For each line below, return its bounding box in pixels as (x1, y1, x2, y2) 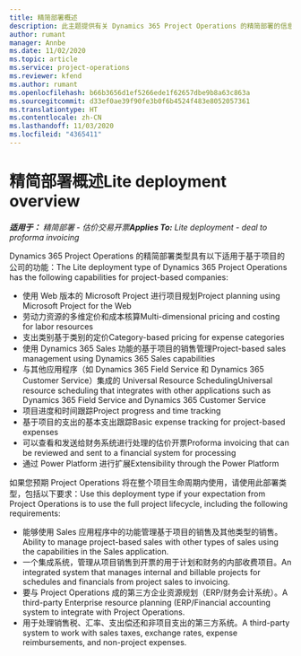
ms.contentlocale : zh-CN (9, 113, 102, 122)
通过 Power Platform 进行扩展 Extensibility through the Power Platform (21, 458, 279, 468)
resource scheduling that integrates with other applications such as (21, 385, 271, 396)
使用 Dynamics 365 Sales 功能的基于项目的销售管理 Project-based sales (21, 343, 287, 354)
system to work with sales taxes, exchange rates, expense (21, 627, 238, 638)
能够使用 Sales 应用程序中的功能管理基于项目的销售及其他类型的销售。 (21, 526, 283, 537)
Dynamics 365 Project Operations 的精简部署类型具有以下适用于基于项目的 (9, 250, 285, 261)
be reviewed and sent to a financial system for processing (21, 447, 236, 458)
